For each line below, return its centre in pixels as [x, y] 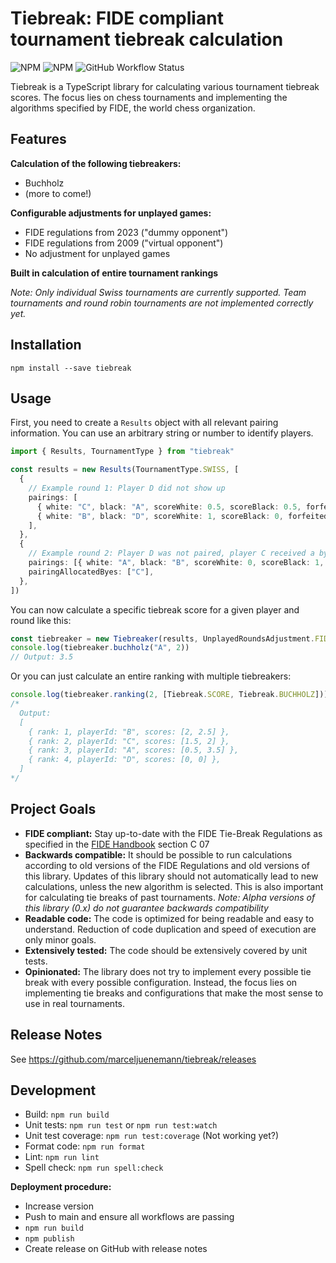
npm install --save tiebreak [71, 368]
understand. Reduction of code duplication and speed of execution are [170, 929]
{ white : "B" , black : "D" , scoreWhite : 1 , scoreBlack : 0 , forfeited [182, 516]
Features [38, 139]
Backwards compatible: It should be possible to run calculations [158, 854]
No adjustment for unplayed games [97, 253]
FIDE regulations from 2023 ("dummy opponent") [126, 232]
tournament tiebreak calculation [147, 39]
